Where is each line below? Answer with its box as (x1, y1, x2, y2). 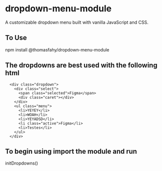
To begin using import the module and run (5, 147, 137, 156)
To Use (5, 34, 27, 42)
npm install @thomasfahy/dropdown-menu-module (5, 46, 110, 52)
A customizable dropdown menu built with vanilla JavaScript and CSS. (5, 19, 149, 25)
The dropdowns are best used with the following (5, 61, 158, 70)
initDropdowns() (5, 160, 38, 166)
